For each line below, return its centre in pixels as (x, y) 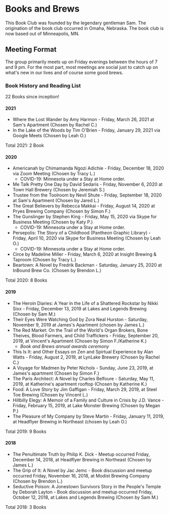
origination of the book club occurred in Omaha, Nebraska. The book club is (85, 28)
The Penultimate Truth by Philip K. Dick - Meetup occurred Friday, (81, 454)
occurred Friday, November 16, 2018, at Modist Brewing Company (81, 476)
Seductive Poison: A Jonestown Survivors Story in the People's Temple (87, 486)
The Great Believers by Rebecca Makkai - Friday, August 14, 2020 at (84, 206)
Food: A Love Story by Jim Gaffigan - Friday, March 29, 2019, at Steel (85, 389)
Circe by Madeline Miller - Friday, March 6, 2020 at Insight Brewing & (85, 254)
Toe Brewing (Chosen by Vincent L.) (50, 394)
